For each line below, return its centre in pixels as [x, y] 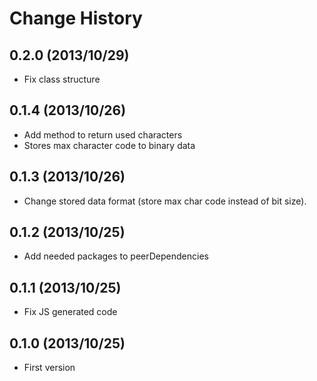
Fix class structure [62, 79]
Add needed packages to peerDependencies [116, 256]
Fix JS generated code [70, 312]
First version [49, 368]
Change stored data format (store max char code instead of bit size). [165, 201]
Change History [76, 18]
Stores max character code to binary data [109, 145]
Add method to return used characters [103, 134]
